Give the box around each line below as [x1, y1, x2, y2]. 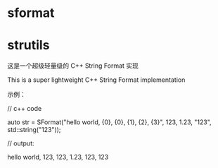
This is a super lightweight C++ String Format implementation [7, 76, 186, 84]
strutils [7, 37, 50, 54]
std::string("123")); [7, 126, 61, 134]
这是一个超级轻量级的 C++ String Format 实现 [7, 61, 139, 70]
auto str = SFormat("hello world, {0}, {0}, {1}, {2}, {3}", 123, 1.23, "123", [7, 118, 212, 126]
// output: [7, 139, 34, 148]
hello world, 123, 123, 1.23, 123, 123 [7, 153, 109, 162]
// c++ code [7, 104, 42, 113]
